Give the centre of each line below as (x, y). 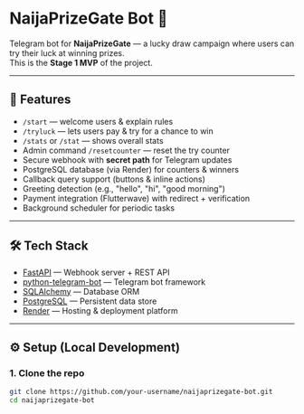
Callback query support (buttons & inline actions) (114, 179)
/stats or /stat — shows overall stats (93, 140)
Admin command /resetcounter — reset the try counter (126, 150)
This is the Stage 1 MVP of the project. (81, 62)
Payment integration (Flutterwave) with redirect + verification (136, 198)
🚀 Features (40, 100)
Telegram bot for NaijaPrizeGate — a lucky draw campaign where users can (152, 43)
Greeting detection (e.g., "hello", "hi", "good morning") (124, 188)
